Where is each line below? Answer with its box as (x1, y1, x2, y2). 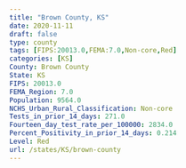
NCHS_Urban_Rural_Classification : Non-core (9, 104, 174, 113)
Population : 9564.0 (9, 95, 82, 105)
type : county (9, 37, 58, 47)
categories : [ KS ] (9, 54, 74, 63)
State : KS (9, 71, 46, 80)
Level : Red (9, 137, 50, 146)
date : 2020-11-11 (9, 21, 74, 30)
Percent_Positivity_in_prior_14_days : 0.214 (9, 129, 177, 138)
